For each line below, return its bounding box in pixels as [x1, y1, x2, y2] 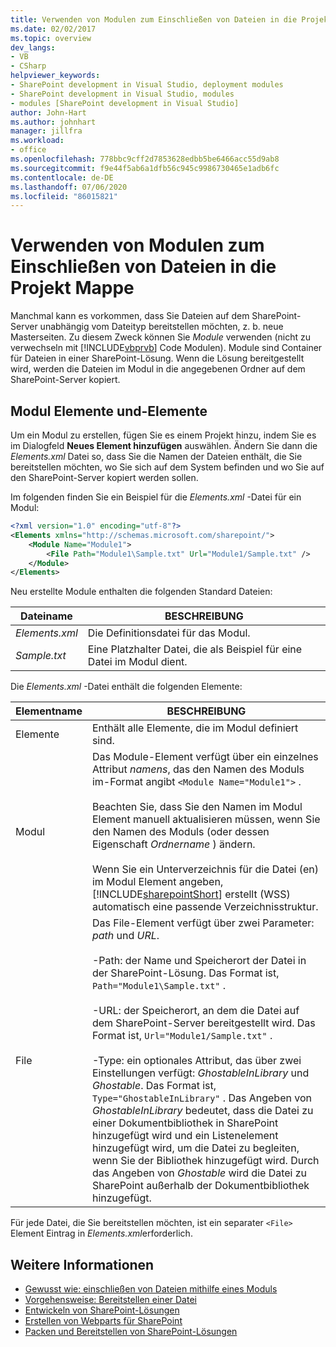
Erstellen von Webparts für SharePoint [24, 1315, 183, 1327]
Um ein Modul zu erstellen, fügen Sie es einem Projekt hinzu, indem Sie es [10, 429, 317, 441]
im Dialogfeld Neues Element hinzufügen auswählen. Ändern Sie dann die [10, 440, 318, 451]
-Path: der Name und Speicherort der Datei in [91, 954, 307, 968]
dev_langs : [10, 42, 56, 53]
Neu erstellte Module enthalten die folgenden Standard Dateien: [10, 586, 273, 598]
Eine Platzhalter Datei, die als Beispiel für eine [87, 642, 303, 656]
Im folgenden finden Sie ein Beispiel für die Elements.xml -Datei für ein [10, 491, 302, 503]
